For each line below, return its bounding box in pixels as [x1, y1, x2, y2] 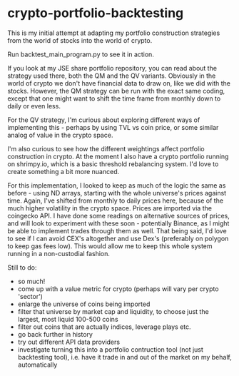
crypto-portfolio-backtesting [7, 5, 184, 21]
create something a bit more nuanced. [7, 167, 120, 176]
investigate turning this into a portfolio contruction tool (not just [17, 345, 203, 354]
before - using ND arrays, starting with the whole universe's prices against [7, 188, 227, 197]
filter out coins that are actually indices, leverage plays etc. [17, 322, 191, 331]
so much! [17, 277, 46, 285]
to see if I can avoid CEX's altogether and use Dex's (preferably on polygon [7, 234, 229, 243]
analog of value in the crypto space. [7, 131, 113, 139]
